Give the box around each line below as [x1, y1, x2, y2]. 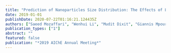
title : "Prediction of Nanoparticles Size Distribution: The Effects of [5, 7, 163, 13]
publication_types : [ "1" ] [5, 26, 60, 31]
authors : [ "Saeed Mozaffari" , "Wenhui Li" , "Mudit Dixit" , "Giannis [5, 21, 154, 27]
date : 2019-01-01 [5, 12, 42, 17]
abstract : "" [5, 31, 33, 36]
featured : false [5, 36, 40, 41]
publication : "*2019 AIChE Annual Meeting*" [5, 40, 101, 45]
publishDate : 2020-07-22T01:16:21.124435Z [5, 17, 97, 22]
